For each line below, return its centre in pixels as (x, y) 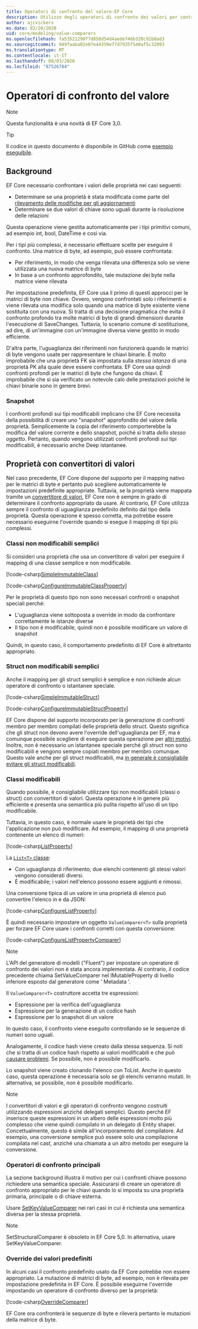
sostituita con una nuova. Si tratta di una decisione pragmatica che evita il (96, 312)
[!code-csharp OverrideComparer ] (47, 1302)
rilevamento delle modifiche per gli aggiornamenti (75, 203)
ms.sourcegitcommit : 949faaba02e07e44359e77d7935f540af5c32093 (85, 45)
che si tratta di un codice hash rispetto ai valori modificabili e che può (90, 1053)
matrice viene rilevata (41, 282)
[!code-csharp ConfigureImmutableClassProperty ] (67, 586)
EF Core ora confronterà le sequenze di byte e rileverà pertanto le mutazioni (98, 1313)
